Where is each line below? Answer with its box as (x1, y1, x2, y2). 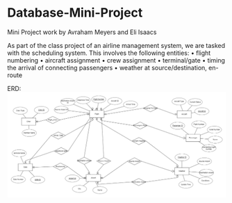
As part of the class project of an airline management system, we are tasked (7, 41, 226, 49)
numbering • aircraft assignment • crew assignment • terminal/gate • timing (7, 56, 226, 64)
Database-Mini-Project (7, 5, 143, 21)
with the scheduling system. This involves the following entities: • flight (7, 49, 211, 57)
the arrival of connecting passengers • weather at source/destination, (7, 63, 207, 72)
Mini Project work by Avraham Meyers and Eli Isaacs (7, 28, 157, 36)
